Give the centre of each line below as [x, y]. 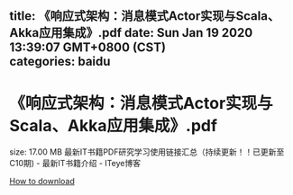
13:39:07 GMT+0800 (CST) [88, 48]
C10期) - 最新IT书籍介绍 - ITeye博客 [75, 164]
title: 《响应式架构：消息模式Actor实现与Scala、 [145, 16]
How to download [42, 182]
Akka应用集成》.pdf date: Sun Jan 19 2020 [131, 33]
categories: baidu [60, 62]
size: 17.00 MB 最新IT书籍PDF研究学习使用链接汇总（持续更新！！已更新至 [147, 152]
